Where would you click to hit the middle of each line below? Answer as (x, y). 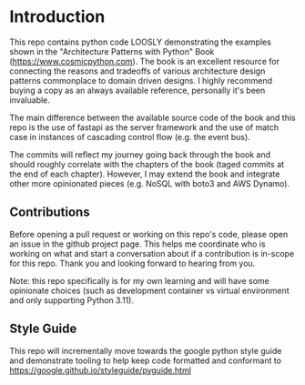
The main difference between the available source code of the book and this (152, 117)
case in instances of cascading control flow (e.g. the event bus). (130, 137)
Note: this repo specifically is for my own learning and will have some (140, 280)
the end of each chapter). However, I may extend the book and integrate (145, 174)
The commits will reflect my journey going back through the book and (140, 154)
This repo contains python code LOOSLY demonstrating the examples (140, 42)
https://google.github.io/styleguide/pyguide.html (100, 370)
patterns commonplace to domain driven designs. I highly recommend (141, 80)
